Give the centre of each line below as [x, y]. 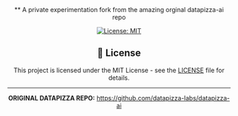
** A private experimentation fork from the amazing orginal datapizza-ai [119, 10]
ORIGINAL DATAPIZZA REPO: [52, 98]
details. [119, 77]
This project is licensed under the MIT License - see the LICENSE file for [119, 70]
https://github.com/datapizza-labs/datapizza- [163, 98]
